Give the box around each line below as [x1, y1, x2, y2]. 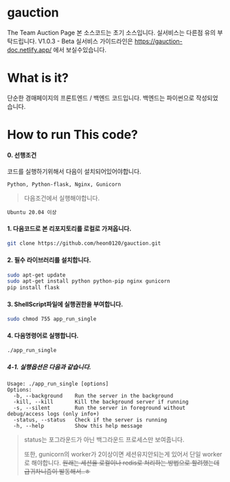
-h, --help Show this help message [13, 423, 143, 430]
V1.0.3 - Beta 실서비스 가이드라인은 [38, 36, 134, 45]
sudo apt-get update [7, 272, 67, 278]
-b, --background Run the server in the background [13, 393, 174, 399]
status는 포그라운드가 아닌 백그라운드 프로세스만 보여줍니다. [23, 435, 185, 444]
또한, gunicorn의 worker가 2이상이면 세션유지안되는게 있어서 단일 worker [23, 450, 222, 459]
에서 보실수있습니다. [53, 45, 107, 54]
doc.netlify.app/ [7, 45, 52, 54]
